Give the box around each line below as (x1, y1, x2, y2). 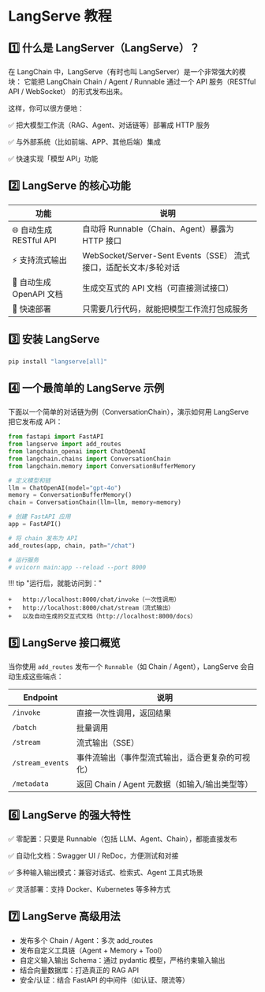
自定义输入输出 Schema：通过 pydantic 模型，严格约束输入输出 (19, 955, 226, 964)
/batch (12, 723, 37, 732)
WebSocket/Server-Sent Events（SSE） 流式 (82, 250, 251, 261)
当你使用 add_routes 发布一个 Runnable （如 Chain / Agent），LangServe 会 (8, 662, 248, 671)
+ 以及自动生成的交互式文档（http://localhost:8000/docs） (8, 613, 197, 621)
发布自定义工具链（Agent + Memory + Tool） (19, 945, 167, 955)
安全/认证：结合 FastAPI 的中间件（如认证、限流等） (19, 975, 189, 984)
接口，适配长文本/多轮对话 (82, 261, 181, 272)
